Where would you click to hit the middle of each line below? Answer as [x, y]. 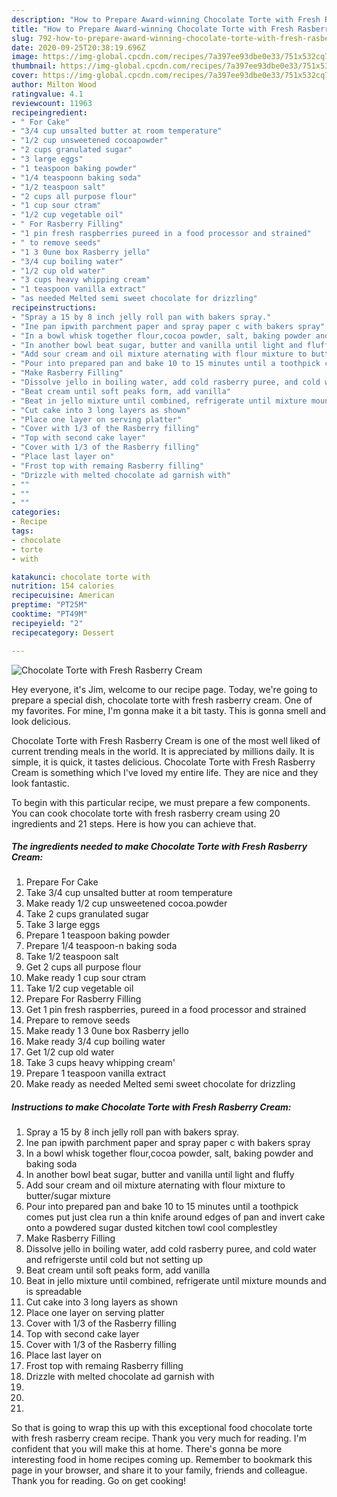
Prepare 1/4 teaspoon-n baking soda [101, 946]
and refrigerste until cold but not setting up [114, 1260]
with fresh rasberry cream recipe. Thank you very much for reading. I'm [159, 1438]
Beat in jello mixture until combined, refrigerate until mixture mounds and [176, 1281]
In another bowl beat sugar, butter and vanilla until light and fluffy [160, 1175]
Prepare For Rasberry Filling [83, 999]
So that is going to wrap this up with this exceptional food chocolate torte [162, 1428]
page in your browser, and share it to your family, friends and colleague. [159, 1470]
